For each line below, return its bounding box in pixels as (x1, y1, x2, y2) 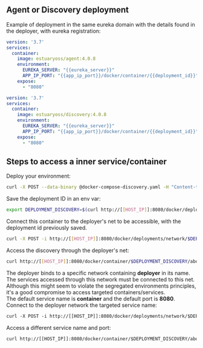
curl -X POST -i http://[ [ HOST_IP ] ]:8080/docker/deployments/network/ (6, 236, 188, 242)
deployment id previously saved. (6, 224, 88, 231)
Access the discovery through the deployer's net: (6, 247, 129, 254)
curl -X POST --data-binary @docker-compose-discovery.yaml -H (6, 184, 169, 190)
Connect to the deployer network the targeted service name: (6, 301, 157, 309)
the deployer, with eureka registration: (6, 27, 101, 34)
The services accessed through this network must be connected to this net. (6, 275, 195, 283)
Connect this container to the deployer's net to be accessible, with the (6, 217, 181, 225)
